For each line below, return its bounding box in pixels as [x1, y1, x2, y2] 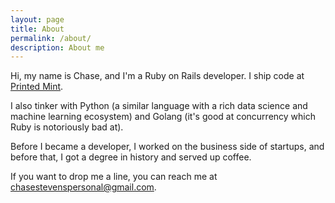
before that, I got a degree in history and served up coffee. [10, 151, 252, 163]
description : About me [10, 42, 105, 53]
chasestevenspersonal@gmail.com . [10, 181, 157, 193]
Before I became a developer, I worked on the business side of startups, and [10, 141, 325, 153]
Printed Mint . [10, 81, 64, 93]
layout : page [10, 14, 65, 25]
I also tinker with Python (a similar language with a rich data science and [10, 100, 308, 112]
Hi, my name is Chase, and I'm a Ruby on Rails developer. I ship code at [10, 70, 305, 82]
